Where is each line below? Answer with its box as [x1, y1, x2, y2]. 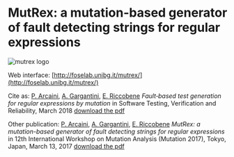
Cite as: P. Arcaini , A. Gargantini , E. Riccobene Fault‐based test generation [8, 92, 221, 100]
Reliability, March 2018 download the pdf [8, 106, 125, 115]
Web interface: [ [8, 71, 54, 79]
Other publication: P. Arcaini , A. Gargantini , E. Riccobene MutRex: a [8, 119, 201, 128]
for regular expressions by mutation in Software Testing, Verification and [8, 99, 217, 107]
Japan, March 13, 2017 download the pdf [8, 142, 125, 150]
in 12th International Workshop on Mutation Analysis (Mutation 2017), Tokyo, [8, 134, 226, 143]
